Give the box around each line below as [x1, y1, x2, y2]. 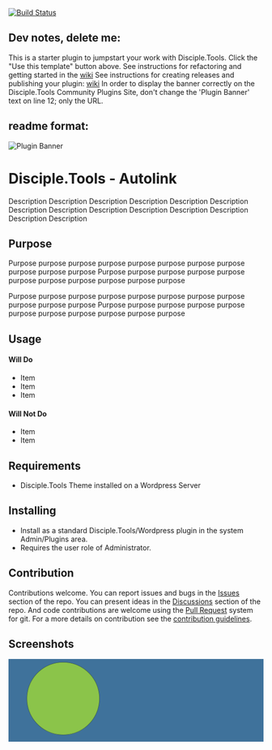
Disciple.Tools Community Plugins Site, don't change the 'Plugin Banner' [8, 87, 250, 97]
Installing [8, 504, 57, 518]
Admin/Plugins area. [19, 534, 88, 544]
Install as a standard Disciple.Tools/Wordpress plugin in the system [19, 525, 244, 535]
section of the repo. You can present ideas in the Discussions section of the [8, 597, 261, 606]
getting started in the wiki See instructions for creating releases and [8, 70, 235, 80]
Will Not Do [8, 408, 47, 418]
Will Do [8, 355, 33, 364]
